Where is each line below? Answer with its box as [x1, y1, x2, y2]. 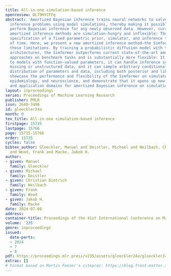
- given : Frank [5, 187, 38, 192]
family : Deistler [10, 173, 47, 178]
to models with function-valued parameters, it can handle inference [10, 60, 160, 65]
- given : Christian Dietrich [5, 178, 67, 183]
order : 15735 [5, 135, 33, 141]
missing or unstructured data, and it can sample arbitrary [10, 64, 140, 69]
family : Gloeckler [10, 163, 49, 169]
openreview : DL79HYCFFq [5, 12, 56, 17]
